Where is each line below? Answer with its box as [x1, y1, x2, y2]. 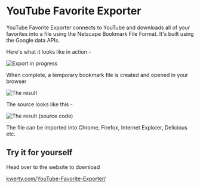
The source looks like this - [6, 100, 73, 108]
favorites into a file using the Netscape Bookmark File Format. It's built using [6, 30, 194, 37]
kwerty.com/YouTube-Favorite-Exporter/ [6, 175, 106, 182]
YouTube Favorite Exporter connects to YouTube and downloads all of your [6, 24, 190, 31]
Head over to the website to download [6, 163, 100, 171]
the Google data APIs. [6, 36, 60, 44]
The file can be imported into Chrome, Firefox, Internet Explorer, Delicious [6, 124, 188, 131]
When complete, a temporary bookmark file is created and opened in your [6, 71, 189, 78]
